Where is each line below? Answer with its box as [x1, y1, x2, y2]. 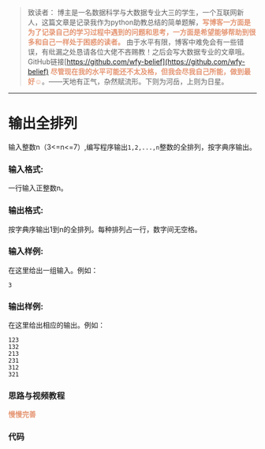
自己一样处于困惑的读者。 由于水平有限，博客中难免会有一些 [41, 37, 237, 47]
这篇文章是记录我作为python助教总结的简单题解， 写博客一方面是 [41, 17, 251, 27]
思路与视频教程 [8, 391, 65, 402]
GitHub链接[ [27, 57, 67, 66]
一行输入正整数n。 [8, 183, 69, 193]
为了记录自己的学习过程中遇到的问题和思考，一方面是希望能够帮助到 [27, 28, 249, 36]
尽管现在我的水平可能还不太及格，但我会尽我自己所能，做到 [50, 67, 244, 76]
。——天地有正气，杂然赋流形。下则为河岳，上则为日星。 [42, 77, 229, 86]
